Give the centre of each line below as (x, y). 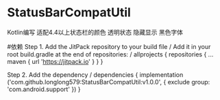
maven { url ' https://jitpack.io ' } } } (55, 61)
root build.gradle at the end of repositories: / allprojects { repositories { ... (110, 54)
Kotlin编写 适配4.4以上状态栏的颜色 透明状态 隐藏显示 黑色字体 (95, 32)
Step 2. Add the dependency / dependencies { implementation (95, 74)
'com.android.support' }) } (44, 89)
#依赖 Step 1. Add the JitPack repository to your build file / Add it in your (109, 46)
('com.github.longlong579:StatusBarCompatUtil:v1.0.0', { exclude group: (109, 82)
